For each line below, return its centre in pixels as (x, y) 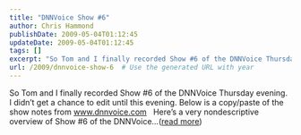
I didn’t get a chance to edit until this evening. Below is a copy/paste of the (146, 102)
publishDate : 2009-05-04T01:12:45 (74, 34)
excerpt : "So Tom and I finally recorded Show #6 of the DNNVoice (136, 59)
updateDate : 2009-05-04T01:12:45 (72, 42)
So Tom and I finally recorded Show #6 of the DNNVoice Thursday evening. (149, 93)
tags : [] (26, 51)
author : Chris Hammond (52, 26)
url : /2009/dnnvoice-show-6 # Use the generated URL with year (132, 68)
